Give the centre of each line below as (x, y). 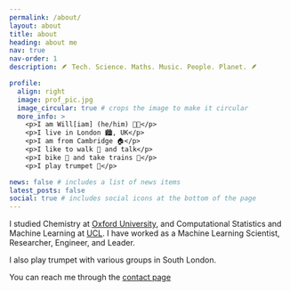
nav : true (28, 51)
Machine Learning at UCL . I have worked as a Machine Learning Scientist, (145, 233)
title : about (33, 34)
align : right (41, 91)
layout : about (36, 26)
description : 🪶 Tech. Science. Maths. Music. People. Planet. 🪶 (133, 68)
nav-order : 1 (33, 59)
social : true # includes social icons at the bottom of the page (133, 198)
